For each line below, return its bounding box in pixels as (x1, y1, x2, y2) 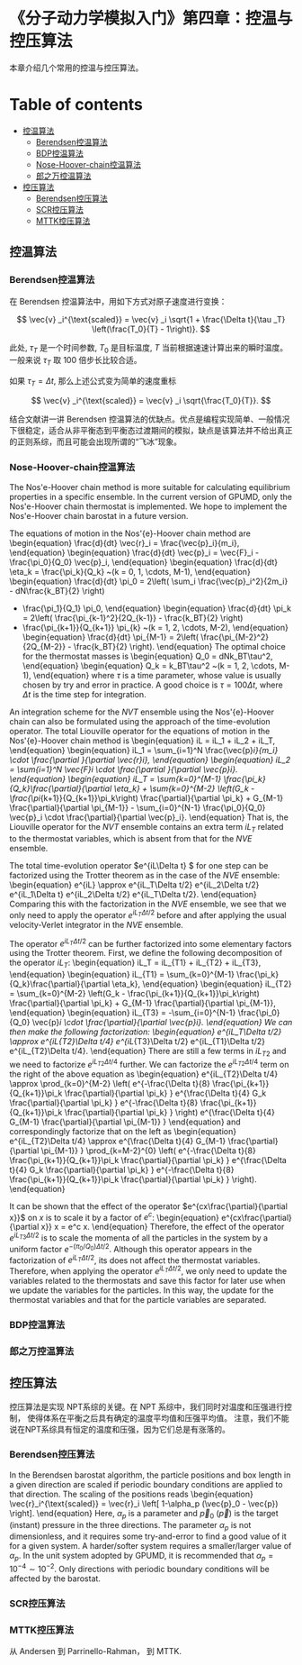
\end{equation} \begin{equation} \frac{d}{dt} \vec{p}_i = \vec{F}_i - (9, 547, 260, 559)
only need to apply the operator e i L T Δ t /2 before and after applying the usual (9, 908, 287, 920)
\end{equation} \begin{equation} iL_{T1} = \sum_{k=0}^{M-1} (9, 969, 235, 980)
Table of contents (9, 95, 144, 115)
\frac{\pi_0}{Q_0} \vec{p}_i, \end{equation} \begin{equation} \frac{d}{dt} (9, 557, 279, 568)
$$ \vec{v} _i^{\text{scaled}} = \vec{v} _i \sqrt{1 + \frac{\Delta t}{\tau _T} (16, 314, 286, 324)
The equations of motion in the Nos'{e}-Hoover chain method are (9, 528, 252, 539)
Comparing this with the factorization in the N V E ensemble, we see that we (9, 898, 287, 910)
